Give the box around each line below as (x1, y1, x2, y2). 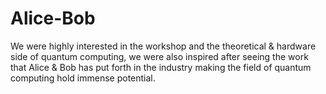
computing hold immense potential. (10, 72, 156, 84)
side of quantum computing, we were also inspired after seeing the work (10, 50, 309, 62)
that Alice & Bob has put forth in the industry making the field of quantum (10, 61, 312, 73)
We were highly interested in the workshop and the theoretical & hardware (10, 40, 317, 52)
